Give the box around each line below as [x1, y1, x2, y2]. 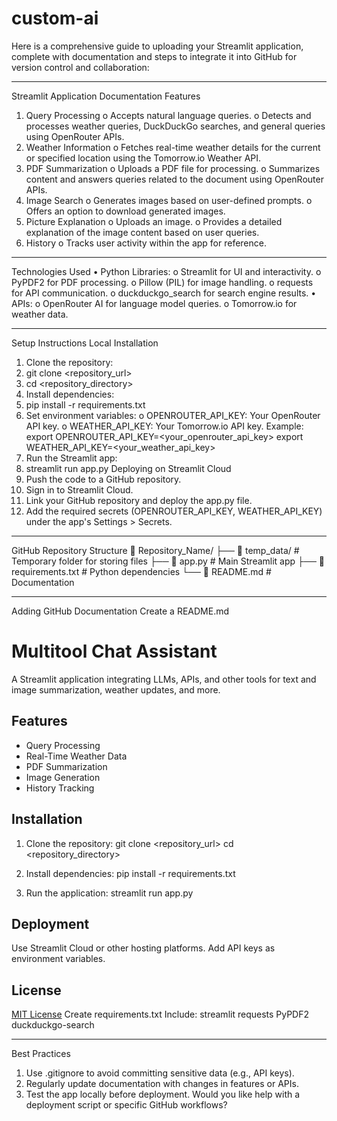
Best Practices [11, 1048, 71, 1060]
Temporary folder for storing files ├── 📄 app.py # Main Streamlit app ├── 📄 [11, 555, 325, 567]
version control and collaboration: [11, 61, 150, 73]
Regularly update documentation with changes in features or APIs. [25, 1078, 299, 1090]
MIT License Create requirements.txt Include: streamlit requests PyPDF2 [11, 1008, 310, 1021]
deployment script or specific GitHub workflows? [25, 1099, 228, 1111]
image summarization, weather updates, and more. [11, 683, 221, 696]
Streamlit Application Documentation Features [11, 90, 201, 102]
